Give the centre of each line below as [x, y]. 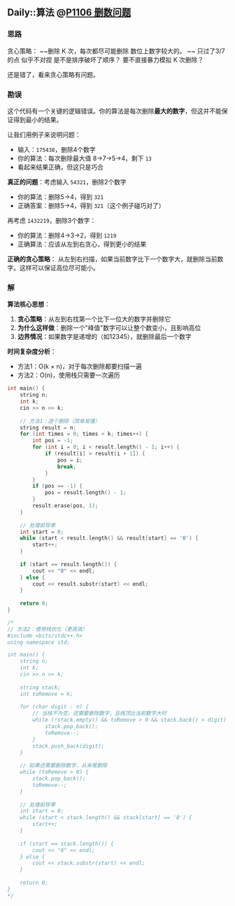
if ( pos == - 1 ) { [57, 486]
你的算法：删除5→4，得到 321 [60, 197]
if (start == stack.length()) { [67, 844]
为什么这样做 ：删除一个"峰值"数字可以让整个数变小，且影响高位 [109, 328]
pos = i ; [70, 460]
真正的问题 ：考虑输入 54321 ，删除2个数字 [67, 181]
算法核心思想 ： [29, 304]
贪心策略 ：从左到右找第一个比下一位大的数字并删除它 [94, 319]
